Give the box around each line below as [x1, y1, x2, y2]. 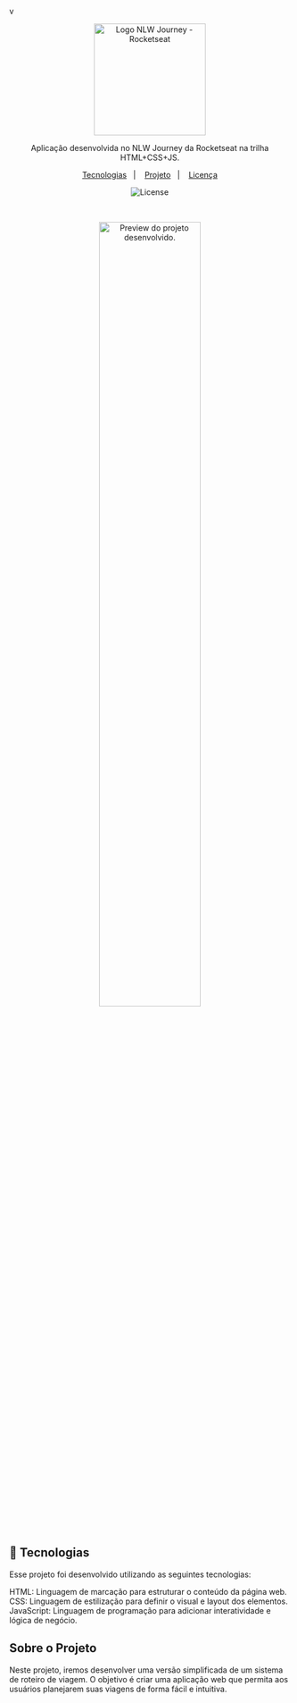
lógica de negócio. [9, 1614, 78, 1625]
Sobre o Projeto [9, 1640, 97, 1656]
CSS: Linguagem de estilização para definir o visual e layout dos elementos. [9, 1596, 288, 1606]
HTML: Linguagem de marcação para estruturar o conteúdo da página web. [9, 1586, 287, 1597]
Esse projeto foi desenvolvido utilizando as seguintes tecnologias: [9, 1569, 252, 1580]
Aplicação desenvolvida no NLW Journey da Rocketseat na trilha [30, 143, 269, 153]
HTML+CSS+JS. [120, 152, 180, 163]
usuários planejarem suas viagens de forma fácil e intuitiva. [9, 1683, 227, 1694]
